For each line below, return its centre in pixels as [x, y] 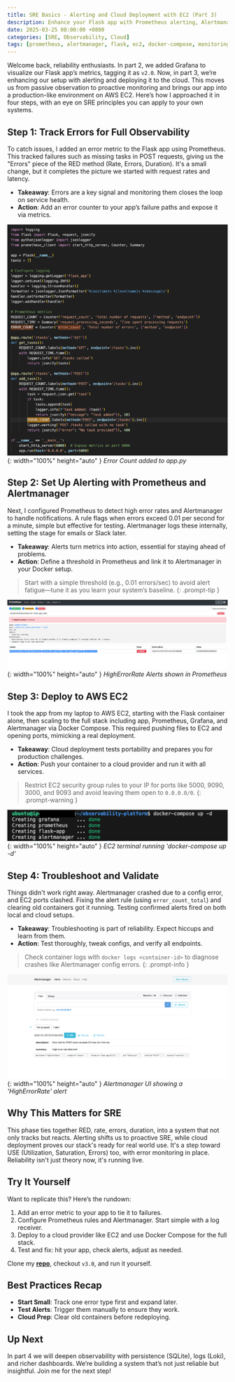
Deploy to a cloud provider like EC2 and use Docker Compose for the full [122, 1235]
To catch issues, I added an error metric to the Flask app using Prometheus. [116, 149]
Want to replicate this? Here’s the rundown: [69, 1199]
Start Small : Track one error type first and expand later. [98, 1302]
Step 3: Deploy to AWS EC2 [67, 696]
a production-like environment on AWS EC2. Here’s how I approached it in [114, 95]
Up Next [25, 1339]
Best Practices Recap [55, 1285]
